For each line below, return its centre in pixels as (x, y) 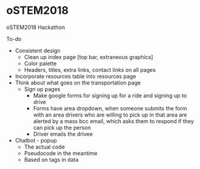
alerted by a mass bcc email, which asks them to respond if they (113, 121)
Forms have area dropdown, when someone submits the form (110, 108)
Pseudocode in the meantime (61, 153)
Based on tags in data (51, 159)
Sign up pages (42, 89)
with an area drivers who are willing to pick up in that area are (110, 115)
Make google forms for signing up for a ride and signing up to (110, 95)
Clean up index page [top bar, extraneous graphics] (88, 57)
